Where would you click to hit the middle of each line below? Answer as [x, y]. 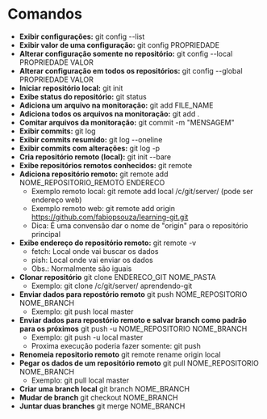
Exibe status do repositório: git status [83, 96]
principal [46, 234]
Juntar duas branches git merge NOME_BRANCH [102, 406]
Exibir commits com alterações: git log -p [90, 148]
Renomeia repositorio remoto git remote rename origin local [120, 354]
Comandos [45, 14]
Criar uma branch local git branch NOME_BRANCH [104, 388]
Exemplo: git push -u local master [87, 337]
